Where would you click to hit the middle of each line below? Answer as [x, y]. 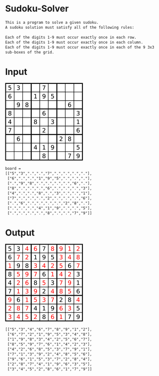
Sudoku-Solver [37, 9]
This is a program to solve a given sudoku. [52, 22]
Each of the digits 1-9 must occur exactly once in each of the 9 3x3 [80, 47]
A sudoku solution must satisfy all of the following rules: [70, 27]
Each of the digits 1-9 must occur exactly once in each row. [71, 37]
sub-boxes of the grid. [30, 52]
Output [20, 233]
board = [13, 168]
